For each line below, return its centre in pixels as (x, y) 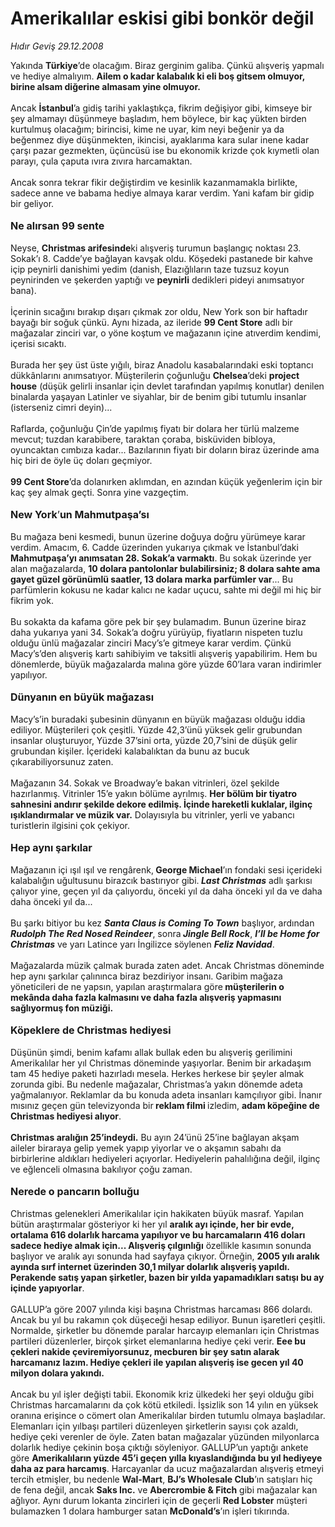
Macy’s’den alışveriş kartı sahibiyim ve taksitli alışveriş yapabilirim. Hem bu (164, 653)
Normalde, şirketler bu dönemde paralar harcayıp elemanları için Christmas (165, 1330)
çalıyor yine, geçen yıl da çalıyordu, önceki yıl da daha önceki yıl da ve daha (166, 891)
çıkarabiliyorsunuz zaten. (62, 761)
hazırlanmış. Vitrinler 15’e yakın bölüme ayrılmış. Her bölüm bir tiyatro (154, 793)
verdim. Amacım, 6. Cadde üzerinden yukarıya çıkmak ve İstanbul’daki (154, 547)
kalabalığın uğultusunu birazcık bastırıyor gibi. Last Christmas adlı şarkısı (161, 880)
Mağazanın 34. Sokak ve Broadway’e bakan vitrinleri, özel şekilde (145, 783)
